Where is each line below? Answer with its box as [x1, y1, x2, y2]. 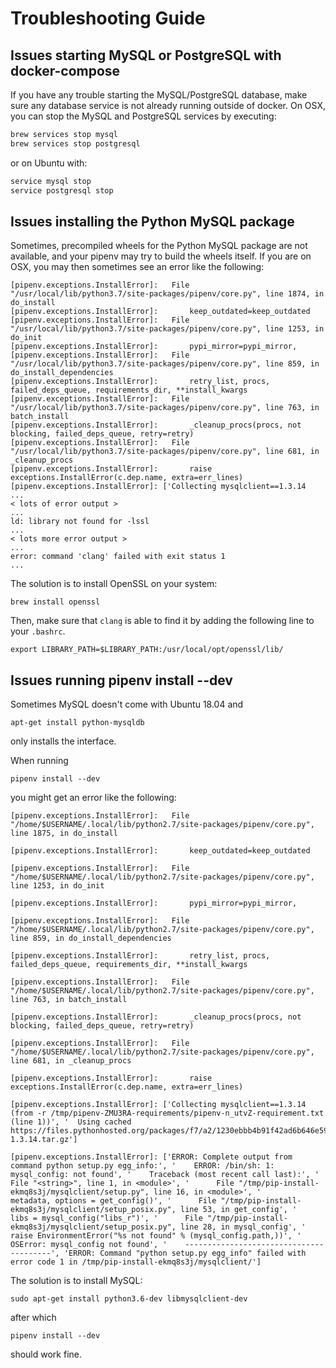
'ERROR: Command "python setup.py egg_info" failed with [63, 1248, 307, 1259]
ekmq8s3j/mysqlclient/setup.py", [10, 1187, 150, 1197]
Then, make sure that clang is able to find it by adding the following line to [10, 615, 315, 627]
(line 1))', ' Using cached [10, 1117, 132, 1127]
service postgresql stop [10, 185, 114, 196]
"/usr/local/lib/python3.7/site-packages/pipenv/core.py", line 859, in [10, 359, 320, 369]
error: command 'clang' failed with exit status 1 [10, 552, 226, 562]
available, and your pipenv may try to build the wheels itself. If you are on [10, 250, 312, 262]
